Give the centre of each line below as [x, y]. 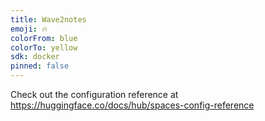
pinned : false [40, 66]
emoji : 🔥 [29, 29]
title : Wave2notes [48, 19]
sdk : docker [35, 57]
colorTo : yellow [44, 47]
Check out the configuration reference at [94, 94]
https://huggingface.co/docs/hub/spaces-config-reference [132, 105]
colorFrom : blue [44, 38]
